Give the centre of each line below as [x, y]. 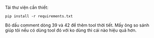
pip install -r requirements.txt [39, 16]
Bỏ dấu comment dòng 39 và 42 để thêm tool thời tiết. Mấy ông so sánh [77, 25]
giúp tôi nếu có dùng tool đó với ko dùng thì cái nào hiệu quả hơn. [71, 30]
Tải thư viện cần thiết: [27, 7]
